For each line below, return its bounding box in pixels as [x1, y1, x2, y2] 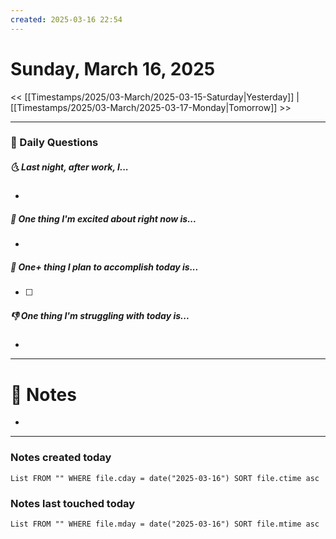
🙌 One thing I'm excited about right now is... [10, 213, 197, 225]
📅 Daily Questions [10, 136, 99, 150]
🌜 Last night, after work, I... [10, 161, 129, 173]
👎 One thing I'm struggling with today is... [10, 309, 190, 321]
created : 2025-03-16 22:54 [10, 14, 123, 25]
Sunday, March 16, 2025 [10, 57, 216, 80]
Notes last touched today [10, 496, 136, 510]
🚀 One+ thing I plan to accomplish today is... [10, 261, 199, 273]
